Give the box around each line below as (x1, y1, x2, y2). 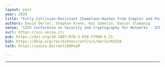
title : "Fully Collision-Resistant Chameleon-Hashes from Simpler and (5, 16, 153, 21)
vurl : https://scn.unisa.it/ (5, 30, 65, 35)
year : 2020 (5, 12, 27, 17)
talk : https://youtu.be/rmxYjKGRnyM (5, 44, 80, 48)
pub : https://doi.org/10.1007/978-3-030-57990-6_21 (5, 35, 113, 40)
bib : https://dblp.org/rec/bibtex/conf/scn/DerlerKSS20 (5, 39, 122, 44)
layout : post (5, 7, 32, 12)
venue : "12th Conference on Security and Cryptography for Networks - (5, 25, 153, 30)
